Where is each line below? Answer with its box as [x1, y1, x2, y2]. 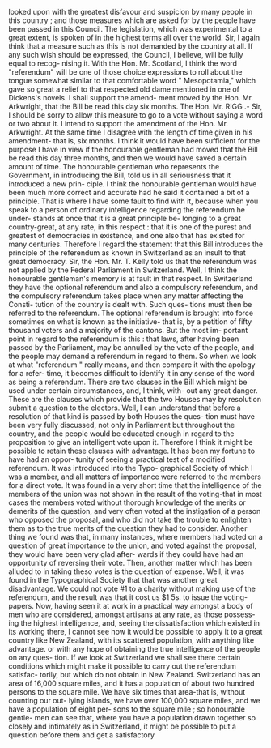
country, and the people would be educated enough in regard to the [8, 429, 235, 438]
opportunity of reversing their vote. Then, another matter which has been [8, 558, 252, 567]
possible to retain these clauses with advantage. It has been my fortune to [8, 446, 256, 455]
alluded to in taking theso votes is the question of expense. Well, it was [8, 566, 245, 576]
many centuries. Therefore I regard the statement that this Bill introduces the [8, 239, 264, 249]
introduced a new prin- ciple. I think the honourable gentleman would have [8, 179, 257, 189]
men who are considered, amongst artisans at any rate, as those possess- [8, 609, 256, 619]
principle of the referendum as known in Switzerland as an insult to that [8, 248, 247, 258]
